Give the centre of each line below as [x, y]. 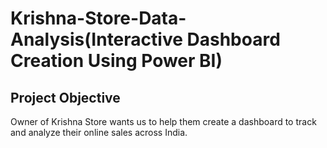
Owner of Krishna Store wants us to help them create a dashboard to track [163, 121]
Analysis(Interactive [96, 39]
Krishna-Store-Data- [98, 18]
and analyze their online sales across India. [99, 132]
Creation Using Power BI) [116, 61]
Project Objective [65, 97]
